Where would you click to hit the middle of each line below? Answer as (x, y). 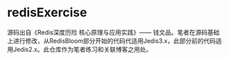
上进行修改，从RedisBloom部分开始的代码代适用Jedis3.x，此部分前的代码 (111, 41)
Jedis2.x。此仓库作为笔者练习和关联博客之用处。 (82, 49)
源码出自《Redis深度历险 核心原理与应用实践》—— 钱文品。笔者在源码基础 (113, 32)
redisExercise (47, 13)
